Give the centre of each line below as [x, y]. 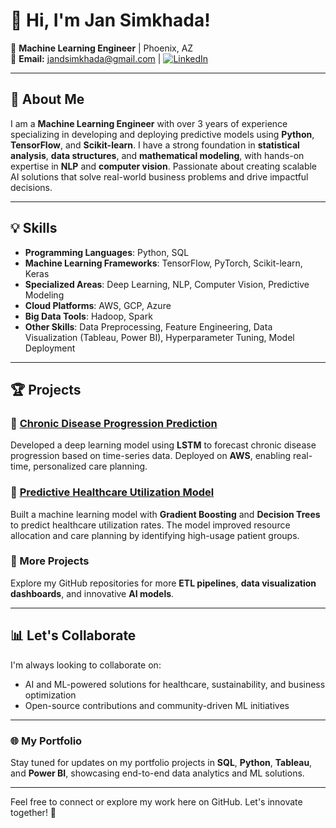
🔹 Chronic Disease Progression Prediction [114, 423]
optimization [50, 695]
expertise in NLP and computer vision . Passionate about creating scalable [164, 166]
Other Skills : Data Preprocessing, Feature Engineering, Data [148, 326]
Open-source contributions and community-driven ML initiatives [157, 705]
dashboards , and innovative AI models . [92, 593]
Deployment [50, 348]
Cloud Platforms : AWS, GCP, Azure [98, 305]
